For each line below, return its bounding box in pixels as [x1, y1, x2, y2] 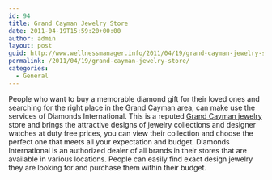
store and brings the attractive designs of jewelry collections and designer [8, 119, 257, 129]
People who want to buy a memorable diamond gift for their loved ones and [8, 94, 261, 103]
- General [15, 72, 49, 80]
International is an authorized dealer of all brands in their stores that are [8, 145, 247, 155]
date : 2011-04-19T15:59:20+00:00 [8, 27, 121, 35]
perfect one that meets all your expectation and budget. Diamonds [8, 136, 231, 146]
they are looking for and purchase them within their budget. [8, 162, 207, 172]
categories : [8, 65, 49, 73]
